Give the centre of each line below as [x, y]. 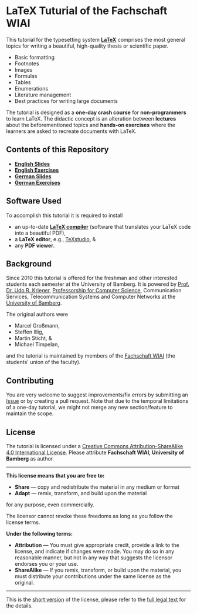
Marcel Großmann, [37, 326]
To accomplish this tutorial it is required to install [64, 215]
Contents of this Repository [57, 150]
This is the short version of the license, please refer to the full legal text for [96, 599]
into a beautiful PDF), [40, 233]
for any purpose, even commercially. [50, 505]
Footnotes [27, 64]
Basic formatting [34, 57]
